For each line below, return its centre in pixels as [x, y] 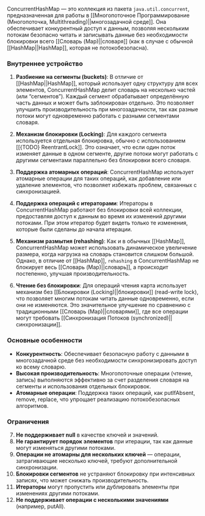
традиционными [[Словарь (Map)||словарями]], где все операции [102, 312]
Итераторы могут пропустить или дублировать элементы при [97, 487]
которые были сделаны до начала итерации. [74, 229]
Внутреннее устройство [45, 64]
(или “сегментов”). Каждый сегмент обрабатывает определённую [103, 97]
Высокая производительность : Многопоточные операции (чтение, [104, 373]
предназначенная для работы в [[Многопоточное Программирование [98, 15]
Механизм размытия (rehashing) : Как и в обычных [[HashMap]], [100, 241]
